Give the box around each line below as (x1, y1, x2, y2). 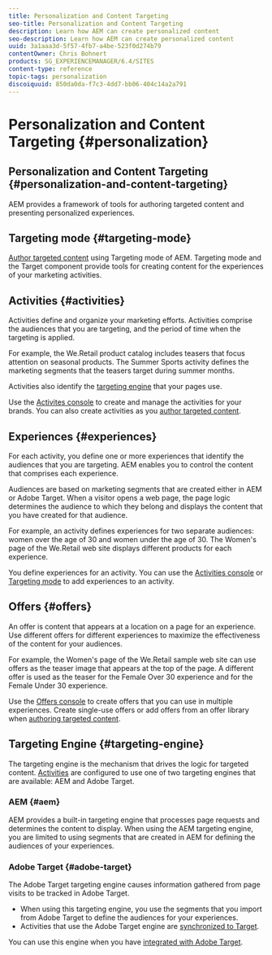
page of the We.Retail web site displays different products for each (8, 543, 232, 553)
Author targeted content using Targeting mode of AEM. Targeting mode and (8, 253, 262, 263)
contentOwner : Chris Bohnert (8, 50, 107, 58)
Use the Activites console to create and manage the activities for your (8, 397, 242, 407)
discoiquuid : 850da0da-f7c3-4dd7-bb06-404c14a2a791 (8, 80, 187, 88)
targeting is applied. (8, 333, 76, 343)
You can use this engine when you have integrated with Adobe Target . (8, 937, 244, 947)
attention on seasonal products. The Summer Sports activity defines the (8, 357, 249, 367)
